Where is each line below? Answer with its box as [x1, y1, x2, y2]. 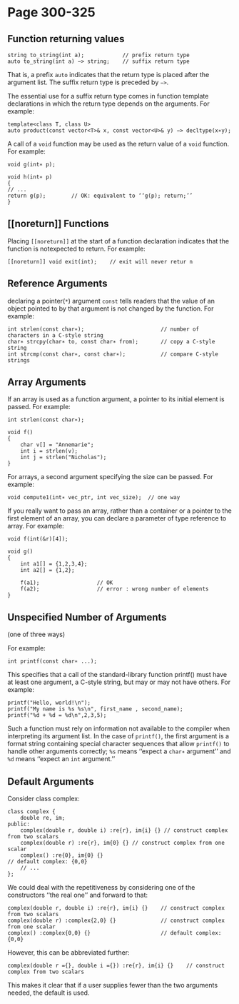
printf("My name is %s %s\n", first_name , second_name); [7, 706, 183, 713]
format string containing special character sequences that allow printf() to [7, 740, 230, 748]
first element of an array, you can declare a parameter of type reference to [7, 514, 227, 523]
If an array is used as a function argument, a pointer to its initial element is [7, 395, 225, 403]
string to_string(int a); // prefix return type [7, 51, 190, 59]
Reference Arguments [7, 278, 108, 290]
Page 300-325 [7, 4, 96, 21]
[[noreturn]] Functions [7, 218, 109, 230]
